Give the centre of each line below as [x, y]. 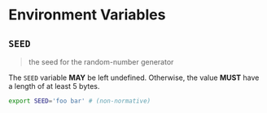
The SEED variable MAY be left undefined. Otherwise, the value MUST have [134, 77]
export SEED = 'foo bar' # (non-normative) [80, 101]
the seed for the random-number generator [101, 62]
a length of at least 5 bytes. [54, 86]
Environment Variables [87, 15]
